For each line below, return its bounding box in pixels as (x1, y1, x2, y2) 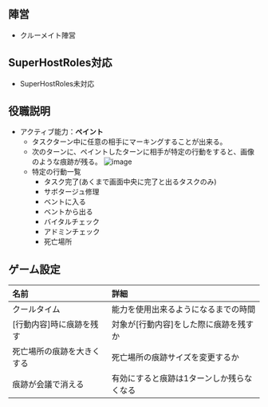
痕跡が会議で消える (12, 379, 85, 390)
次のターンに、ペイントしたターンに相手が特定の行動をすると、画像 (31, 147, 255, 157)
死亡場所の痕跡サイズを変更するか (111, 352, 239, 363)
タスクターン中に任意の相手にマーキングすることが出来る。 (31, 137, 227, 146)
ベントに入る (43, 197, 86, 206)
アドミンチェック (43, 227, 100, 237)
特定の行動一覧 (31, 167, 81, 177)
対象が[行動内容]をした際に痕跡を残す (111, 319, 254, 330)
